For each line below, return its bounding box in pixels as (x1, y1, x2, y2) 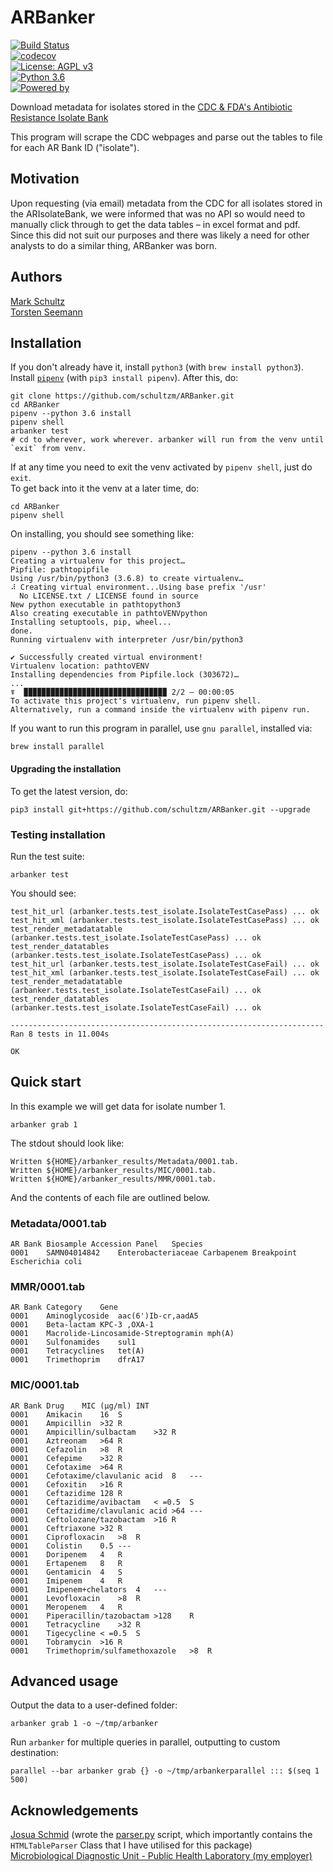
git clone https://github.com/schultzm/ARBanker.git (10, 391, 235, 401)
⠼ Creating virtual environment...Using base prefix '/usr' (10, 582, 267, 593)
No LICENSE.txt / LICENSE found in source (19, 591, 199, 601)
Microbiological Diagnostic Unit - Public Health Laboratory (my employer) (10, 1850, 313, 1862)
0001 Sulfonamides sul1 (10, 1337, 137, 1348)
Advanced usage (10, 1672, 119, 1690)
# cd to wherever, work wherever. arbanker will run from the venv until (10, 435, 325, 445)
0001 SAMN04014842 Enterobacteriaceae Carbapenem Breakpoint (10, 1247, 298, 1258)
